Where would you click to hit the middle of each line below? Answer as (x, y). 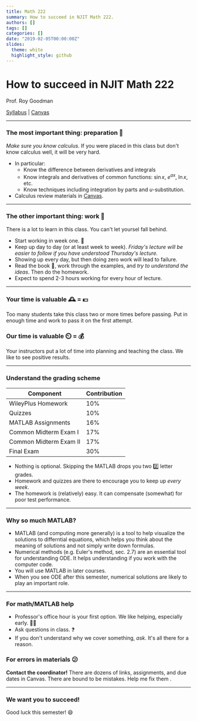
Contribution (104, 393)
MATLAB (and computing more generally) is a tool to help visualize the (99, 533)
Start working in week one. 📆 (49, 240)
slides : (16, 45)
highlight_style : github (42, 55)
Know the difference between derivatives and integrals (89, 170)
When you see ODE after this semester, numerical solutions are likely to (101, 577)
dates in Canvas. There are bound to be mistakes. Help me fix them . (89, 679)
